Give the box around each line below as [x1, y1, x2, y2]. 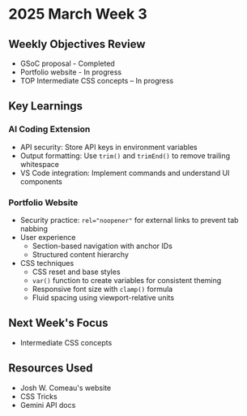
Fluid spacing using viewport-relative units [32, 293, 175, 302]
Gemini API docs [19, 400, 76, 410]
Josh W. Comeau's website [19, 383, 112, 392]
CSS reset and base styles [32, 267, 121, 277]
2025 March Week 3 [8, 5, 147, 24]
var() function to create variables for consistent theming [32, 275, 222, 285]
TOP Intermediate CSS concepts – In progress [19, 76, 174, 85]
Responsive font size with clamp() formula [32, 284, 173, 294]
